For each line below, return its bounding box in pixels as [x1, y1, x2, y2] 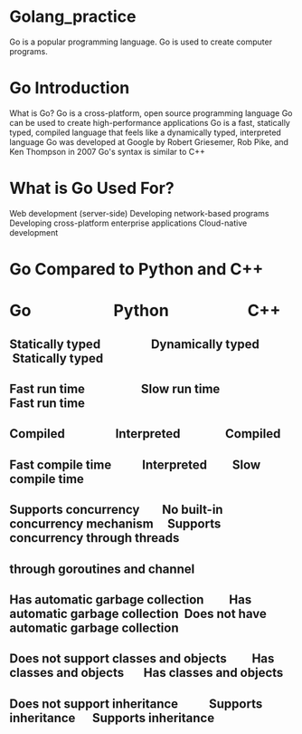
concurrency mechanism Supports [9, 517, 222, 532]
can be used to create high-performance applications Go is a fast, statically [9, 117, 291, 128]
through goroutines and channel [9, 561, 195, 576]
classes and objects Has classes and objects [9, 665, 284, 681]
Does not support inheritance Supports [9, 696, 263, 711]
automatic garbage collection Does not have [9, 605, 267, 622]
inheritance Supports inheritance [9, 710, 215, 726]
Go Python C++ [9, 301, 281, 321]
